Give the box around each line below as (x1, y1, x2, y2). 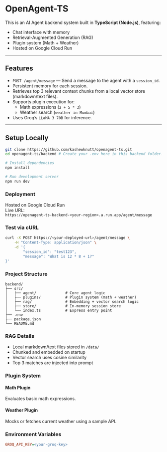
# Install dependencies (5, 161, 55, 166)
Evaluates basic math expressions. (5, 396, 76, 402)
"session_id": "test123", (23, 249, 77, 254)
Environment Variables (5, 431, 62, 438)
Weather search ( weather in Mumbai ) (19, 109, 95, 115)
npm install (5, 165, 30, 170)
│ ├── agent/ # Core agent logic (5, 290, 106, 295)
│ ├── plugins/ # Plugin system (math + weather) (5, 295, 137, 300)
